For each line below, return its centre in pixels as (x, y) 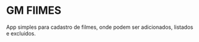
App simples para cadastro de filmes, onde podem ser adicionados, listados (100, 27)
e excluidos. (21, 33)
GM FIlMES (34, 10)
